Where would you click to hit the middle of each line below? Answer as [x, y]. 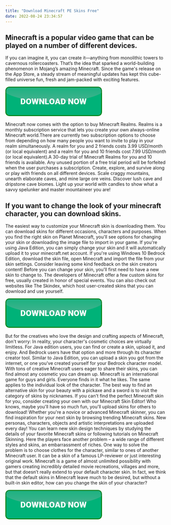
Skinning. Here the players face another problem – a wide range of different [85, 440]
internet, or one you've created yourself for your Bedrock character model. [84, 363]
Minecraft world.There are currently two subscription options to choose [80, 135]
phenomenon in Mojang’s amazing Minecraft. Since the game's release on [83, 69]
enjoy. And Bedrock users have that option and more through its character [83, 353]
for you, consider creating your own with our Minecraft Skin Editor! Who [81, 401]
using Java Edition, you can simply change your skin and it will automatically [86, 248]
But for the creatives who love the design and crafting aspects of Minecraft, [85, 336]
